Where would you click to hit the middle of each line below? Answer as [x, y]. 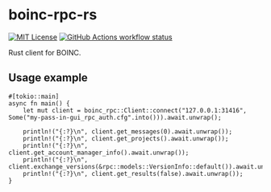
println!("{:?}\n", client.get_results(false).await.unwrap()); [133, 174]
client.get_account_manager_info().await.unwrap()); [99, 153]
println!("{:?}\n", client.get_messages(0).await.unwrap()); [127, 131]
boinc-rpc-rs [53, 15]
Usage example [48, 78]
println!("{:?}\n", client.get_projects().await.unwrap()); [126, 138]
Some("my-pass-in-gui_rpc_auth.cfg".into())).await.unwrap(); [115, 117]
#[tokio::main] [34, 96]
